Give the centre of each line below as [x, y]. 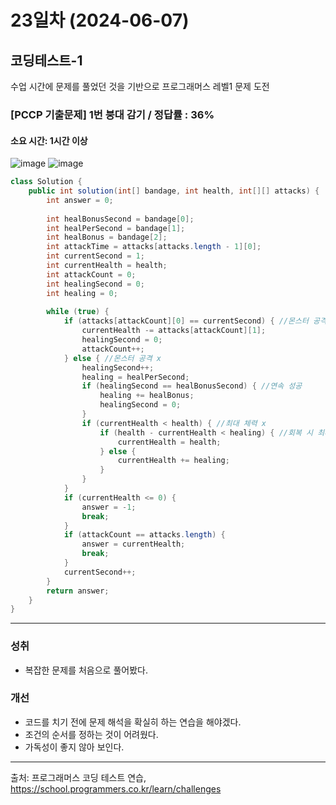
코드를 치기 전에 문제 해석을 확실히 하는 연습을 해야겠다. [133, 722]
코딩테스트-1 [46, 60]
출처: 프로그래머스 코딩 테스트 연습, [78, 777]
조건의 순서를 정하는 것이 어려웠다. [91, 734]
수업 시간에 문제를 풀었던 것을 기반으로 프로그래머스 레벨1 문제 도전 [140, 86]
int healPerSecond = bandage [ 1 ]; [116, 228]
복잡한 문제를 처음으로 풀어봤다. [86, 670]
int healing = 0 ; [82, 293]
